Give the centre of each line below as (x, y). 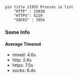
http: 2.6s (22, 60)
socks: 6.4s (24, 71)
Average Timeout (23, 44)
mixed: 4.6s (24, 55)
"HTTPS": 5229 (28, 16)
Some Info (18, 32)
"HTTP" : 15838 (29, 11)
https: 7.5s (23, 65)
